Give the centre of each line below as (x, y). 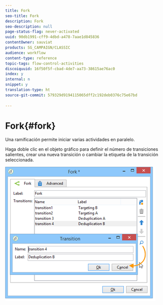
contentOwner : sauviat (29, 43)
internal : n (17, 79)
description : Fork (24, 21)
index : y (14, 74)
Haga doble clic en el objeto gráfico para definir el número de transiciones (82, 149)
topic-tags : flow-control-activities (44, 63)
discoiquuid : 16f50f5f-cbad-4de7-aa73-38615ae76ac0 (60, 69)
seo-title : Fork (22, 16)
